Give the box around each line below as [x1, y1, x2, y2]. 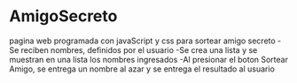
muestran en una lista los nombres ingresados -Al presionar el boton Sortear [9, 54, 288, 64]
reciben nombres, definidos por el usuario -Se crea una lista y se [20, 44, 258, 55]
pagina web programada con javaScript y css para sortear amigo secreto [9, 35, 277, 46]
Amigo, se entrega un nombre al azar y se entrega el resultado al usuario [9, 64, 275, 74]
